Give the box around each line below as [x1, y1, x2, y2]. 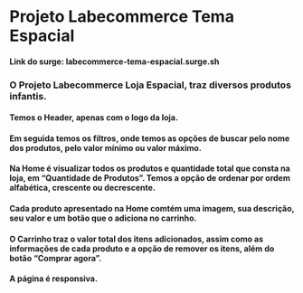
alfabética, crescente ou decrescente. [9, 183, 156, 194]
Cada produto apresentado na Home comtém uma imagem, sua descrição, [9, 203, 295, 214]
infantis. [9, 90, 47, 102]
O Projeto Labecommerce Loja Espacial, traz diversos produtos [9, 79, 292, 91]
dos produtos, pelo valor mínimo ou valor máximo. [9, 142, 202, 153]
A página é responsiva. [9, 273, 98, 284]
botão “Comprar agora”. [9, 252, 102, 263]
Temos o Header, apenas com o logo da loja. [9, 112, 179, 123]
